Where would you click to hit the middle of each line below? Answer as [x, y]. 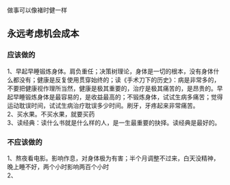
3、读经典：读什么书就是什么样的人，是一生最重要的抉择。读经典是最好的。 [114, 123]
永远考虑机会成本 [43, 34]
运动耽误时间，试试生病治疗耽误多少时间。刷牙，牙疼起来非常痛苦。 [103, 106]
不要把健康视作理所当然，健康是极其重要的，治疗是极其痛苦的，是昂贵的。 [112, 88]
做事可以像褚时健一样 [37, 10]
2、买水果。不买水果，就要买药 [51, 114]
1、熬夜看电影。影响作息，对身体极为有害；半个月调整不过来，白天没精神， [113, 158]
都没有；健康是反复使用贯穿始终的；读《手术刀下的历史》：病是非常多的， [116, 79]
